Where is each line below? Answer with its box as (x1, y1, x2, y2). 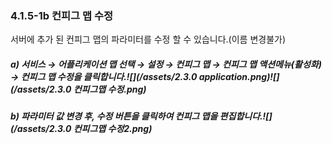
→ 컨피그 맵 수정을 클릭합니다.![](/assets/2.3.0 (10, 70, 198, 82)
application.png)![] (198, 70, 280, 82)
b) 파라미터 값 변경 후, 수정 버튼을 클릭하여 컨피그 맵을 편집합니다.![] (10, 110, 273, 122)
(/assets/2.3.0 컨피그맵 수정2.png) (10, 123, 153, 135)
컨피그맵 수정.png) (73, 83, 147, 95)
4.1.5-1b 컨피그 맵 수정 (10, 8, 114, 22)
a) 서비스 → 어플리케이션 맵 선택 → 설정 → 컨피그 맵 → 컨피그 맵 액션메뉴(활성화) (10, 58, 322, 70)
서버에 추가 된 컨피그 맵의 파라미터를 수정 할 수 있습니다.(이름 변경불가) (10, 33, 287, 46)
